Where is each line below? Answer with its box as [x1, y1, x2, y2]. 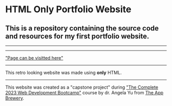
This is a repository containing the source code [5, 24, 159, 33]
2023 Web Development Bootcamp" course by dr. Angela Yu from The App [5, 90, 164, 95]
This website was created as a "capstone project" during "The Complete [5, 84, 159, 90]
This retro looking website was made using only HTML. [5, 70, 122, 75]
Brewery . [5, 95, 25, 101]
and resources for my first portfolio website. [5, 32, 149, 40]
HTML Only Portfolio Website [5, 4, 132, 15]
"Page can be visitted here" [5, 55, 63, 61]
